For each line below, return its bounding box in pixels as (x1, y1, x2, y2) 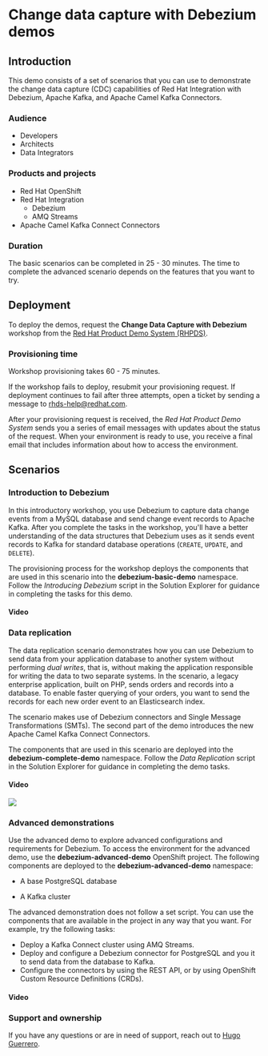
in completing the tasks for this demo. (8, 588, 134, 598)
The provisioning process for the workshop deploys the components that (8, 563, 249, 573)
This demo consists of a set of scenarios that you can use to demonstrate (8, 76, 251, 85)
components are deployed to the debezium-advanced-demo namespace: (8, 861, 254, 870)
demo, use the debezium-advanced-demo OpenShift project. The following (8, 853, 260, 862)
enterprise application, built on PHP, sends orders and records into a (8, 679, 234, 689)
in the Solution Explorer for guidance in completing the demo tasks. (8, 761, 230, 771)
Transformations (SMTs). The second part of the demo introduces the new (8, 721, 254, 730)
